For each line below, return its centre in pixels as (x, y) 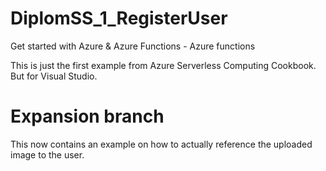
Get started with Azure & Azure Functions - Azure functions (133, 46)
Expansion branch (87, 116)
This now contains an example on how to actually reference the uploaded (161, 144)
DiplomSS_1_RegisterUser (119, 18)
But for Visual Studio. (54, 76)
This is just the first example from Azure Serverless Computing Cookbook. (163, 65)
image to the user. (47, 154)
